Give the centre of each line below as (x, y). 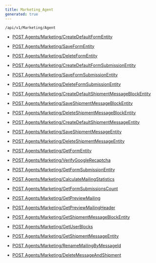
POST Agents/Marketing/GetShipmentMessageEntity (65, 236)
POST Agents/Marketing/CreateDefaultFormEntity (62, 37)
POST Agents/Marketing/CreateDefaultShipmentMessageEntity (76, 122)
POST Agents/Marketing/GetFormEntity (52, 150)
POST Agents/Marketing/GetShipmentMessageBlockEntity (71, 217)
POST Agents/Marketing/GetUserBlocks (52, 226)
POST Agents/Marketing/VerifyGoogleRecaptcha (61, 160)
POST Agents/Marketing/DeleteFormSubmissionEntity (67, 84)
